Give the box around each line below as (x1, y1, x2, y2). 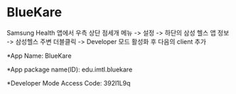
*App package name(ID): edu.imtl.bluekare (6, 65, 133, 74)
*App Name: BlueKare (6, 51, 72, 60)
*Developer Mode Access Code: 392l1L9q (6, 78, 131, 87)
